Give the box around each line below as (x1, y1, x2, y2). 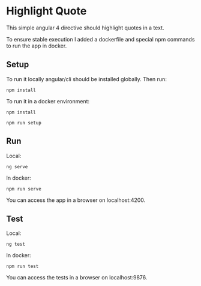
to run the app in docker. (6, 42, 67, 49)
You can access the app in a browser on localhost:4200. (6, 196, 146, 204)
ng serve (6, 163, 28, 169)
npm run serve (6, 186, 42, 192)
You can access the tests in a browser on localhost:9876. (6, 274, 148, 281)
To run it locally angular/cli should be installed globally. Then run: (6, 75, 167, 82)
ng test (6, 242, 26, 248)
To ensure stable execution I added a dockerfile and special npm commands (6, 35, 195, 43)
